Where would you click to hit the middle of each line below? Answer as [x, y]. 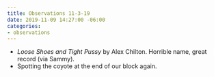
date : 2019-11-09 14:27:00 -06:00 [56, 20]
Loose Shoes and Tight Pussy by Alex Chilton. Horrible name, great [112, 52]
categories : [24, 26]
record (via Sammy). [46, 59]
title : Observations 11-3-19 [49, 13]
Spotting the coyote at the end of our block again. [87, 66]
